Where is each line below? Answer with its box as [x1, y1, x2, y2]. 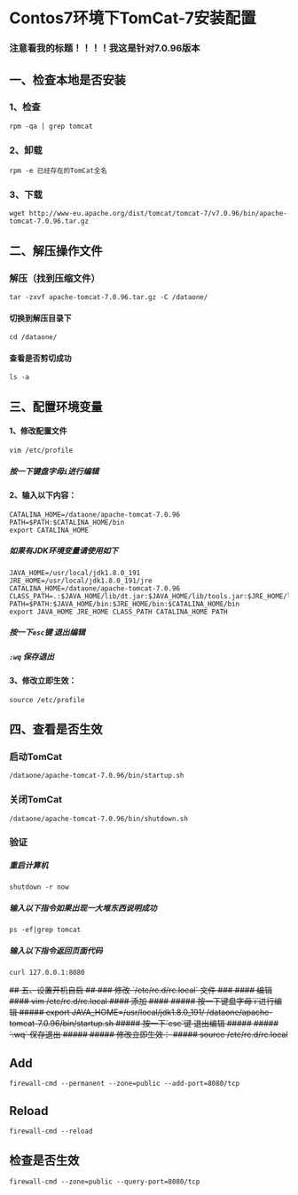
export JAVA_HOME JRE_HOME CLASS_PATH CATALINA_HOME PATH [9, 607, 228, 616]
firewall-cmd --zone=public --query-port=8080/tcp [9, 1177, 200, 1186]
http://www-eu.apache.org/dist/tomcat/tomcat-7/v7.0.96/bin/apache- [28, 210, 288, 218]
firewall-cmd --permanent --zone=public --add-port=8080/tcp [9, 1080, 240, 1088]
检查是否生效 [9, 1153, 80, 1168]
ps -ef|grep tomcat [9, 925, 82, 935]
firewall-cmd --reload [9, 1127, 93, 1136]
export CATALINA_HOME [9, 526, 90, 534]
